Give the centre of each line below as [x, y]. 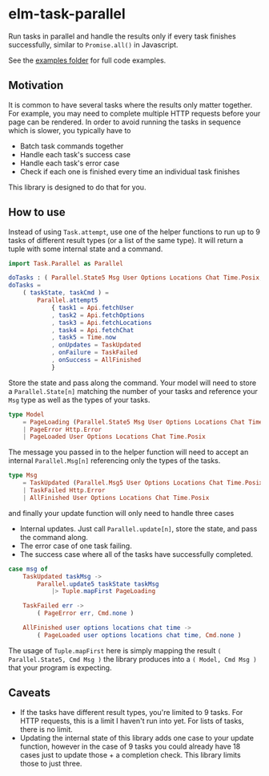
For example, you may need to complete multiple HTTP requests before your [134, 113]
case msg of [28, 569]
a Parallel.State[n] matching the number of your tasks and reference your [133, 391]
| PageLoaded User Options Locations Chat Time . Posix [114, 437]
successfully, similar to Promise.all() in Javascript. [93, 44]
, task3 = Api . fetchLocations [101, 323]
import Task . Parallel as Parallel [66, 263]
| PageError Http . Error [62, 429]
